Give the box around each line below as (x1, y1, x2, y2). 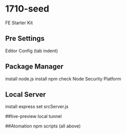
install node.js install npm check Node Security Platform (5, 76, 121, 82)
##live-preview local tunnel (5, 113, 62, 119)
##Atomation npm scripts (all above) (5, 123, 81, 129)
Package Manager (5, 62, 64, 71)
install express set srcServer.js (5, 104, 69, 110)
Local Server (5, 90, 46, 99)
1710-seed (5, 3, 49, 15)
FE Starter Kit (5, 20, 33, 26)
